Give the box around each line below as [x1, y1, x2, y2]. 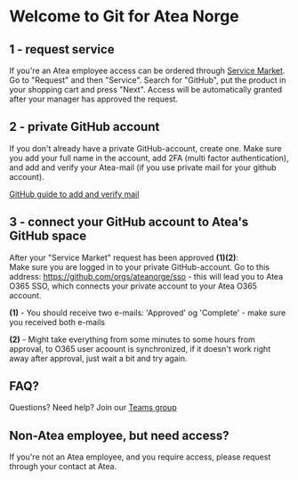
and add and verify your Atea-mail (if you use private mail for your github [9, 162, 278, 173]
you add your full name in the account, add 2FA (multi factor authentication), [9, 152, 289, 163]
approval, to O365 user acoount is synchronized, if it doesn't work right [9, 343, 271, 354]
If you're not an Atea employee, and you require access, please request [9, 452, 271, 462]
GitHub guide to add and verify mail [9, 189, 140, 199]
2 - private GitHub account [9, 119, 160, 134]
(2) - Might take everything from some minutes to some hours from [9, 334, 255, 345]
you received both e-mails [9, 316, 105, 327]
